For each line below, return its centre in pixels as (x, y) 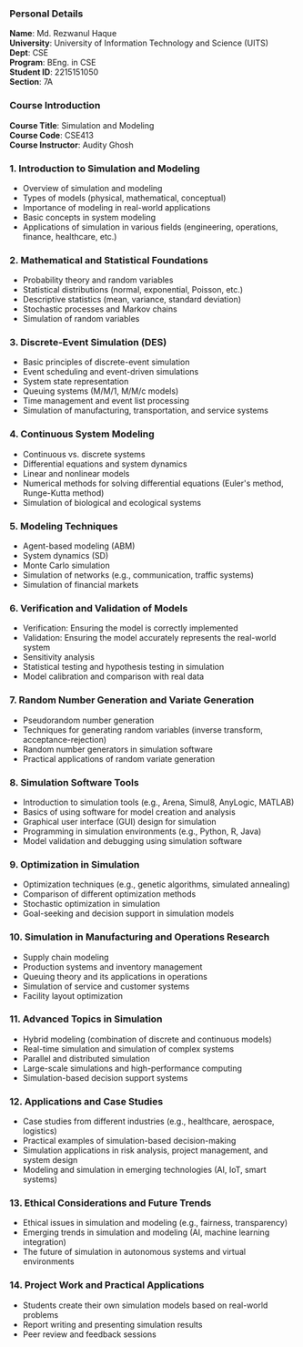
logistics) (40, 1131)
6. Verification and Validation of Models (99, 608)
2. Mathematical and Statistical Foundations (109, 260)
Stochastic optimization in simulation (91, 904)
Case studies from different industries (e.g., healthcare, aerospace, (148, 1121)
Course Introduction (55, 106)
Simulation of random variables (81, 319)
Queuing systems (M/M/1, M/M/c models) (101, 391)
